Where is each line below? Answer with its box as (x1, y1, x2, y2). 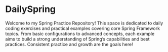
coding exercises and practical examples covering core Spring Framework (5, 25, 160, 31)
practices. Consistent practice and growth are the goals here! (5, 41, 133, 47)
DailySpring (5, 3, 56, 15)
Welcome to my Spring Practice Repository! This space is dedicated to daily (5, 20, 163, 26)
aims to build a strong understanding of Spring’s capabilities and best (5, 36, 150, 42)
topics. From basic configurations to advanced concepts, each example (5, 30, 155, 36)
